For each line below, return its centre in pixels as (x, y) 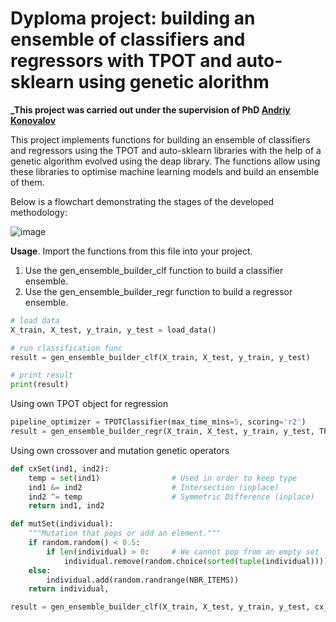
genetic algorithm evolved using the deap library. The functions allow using (165, 161)
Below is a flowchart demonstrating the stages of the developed (142, 201)
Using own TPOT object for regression (89, 404)
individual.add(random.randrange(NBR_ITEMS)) (143, 580)
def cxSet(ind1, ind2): (60, 468)
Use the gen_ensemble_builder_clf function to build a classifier (154, 270)
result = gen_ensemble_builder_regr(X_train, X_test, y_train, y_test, (162, 432)
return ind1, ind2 (66, 506)
